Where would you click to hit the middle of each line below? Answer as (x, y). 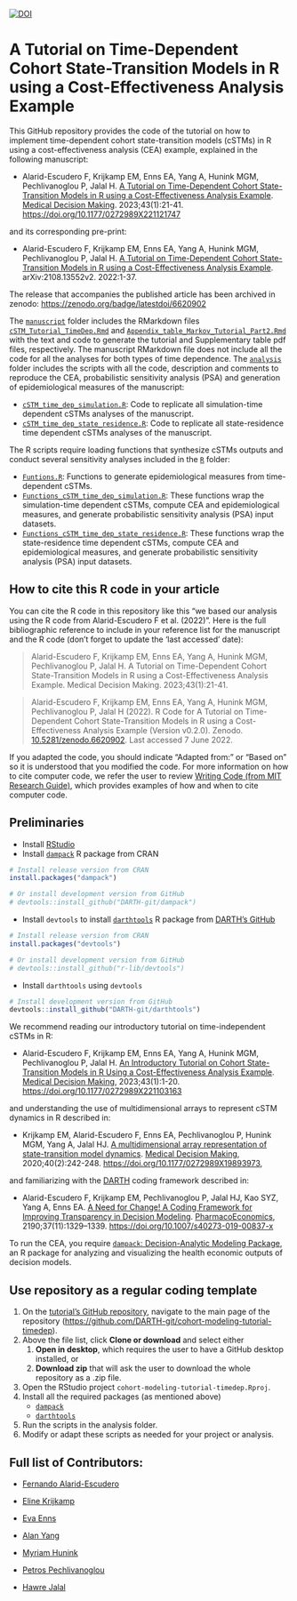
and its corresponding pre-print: (68, 231)
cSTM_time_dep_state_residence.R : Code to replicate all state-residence (153, 423)
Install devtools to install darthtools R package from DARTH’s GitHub (148, 919)
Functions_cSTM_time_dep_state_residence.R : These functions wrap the (153, 532)
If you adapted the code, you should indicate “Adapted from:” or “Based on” (148, 756)
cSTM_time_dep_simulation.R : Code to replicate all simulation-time (142, 404)
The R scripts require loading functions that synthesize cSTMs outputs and (146, 450)
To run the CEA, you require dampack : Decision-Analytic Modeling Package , (146, 1244)
